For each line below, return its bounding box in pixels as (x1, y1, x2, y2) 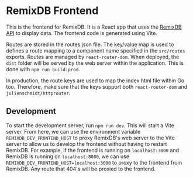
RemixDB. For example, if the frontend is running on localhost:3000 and (6, 146, 180, 153)
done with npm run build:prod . (6, 65, 80, 72)
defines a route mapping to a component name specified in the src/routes (6, 47, 185, 54)
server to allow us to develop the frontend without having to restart (6, 140, 167, 147)
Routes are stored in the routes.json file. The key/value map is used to (6, 41, 174, 48)
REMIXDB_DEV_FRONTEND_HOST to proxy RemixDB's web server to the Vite (6, 134, 175, 141)
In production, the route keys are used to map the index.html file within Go (6, 77, 185, 84)
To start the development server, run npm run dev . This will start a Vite (6, 121, 174, 129)
